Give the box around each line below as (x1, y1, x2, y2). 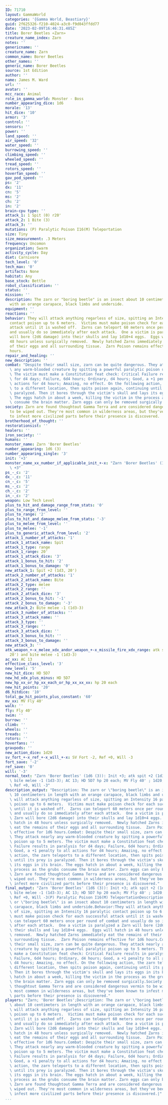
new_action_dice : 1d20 (5, 750, 52, 755)
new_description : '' (5, 358, 48, 363)
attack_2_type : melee (5, 582, 50, 587)
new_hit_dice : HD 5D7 (5, 671, 50, 676)
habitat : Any (5, 273, 32, 279)
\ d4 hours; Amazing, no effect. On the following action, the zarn (9, 960, 155, 965)
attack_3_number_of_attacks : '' (5, 610, 72, 615)
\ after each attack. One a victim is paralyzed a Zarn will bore (9, 923, 153, 928)
